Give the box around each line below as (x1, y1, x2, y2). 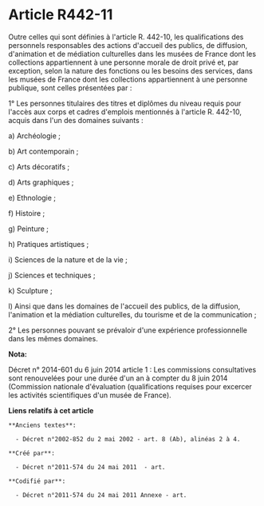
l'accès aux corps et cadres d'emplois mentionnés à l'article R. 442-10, (8, 106, 242, 117)
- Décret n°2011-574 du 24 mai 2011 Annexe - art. (15, 491, 187, 499)
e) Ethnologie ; (8, 193, 57, 202)
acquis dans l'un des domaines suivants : (8, 115, 144, 125)
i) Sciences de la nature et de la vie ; (8, 254, 128, 265)
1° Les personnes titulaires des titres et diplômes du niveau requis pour (8, 98, 242, 108)
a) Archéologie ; (8, 130, 61, 141)
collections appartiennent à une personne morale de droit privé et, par (8, 58, 239, 67)
